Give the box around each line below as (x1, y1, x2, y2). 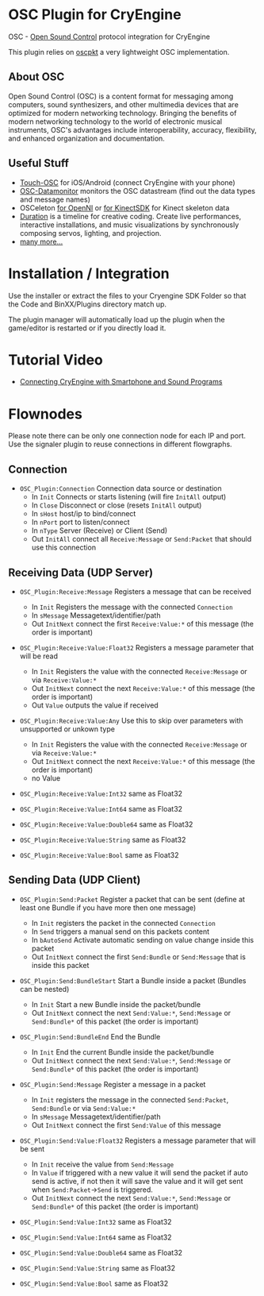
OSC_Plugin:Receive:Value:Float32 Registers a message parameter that (19, 643, 254, 652)
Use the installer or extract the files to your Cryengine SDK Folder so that (8, 291, 247, 300)
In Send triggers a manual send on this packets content (31, 927, 210, 936)
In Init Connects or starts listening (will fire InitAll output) (31, 492, 227, 502)
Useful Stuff (8, 156, 70, 170)
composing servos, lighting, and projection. (19, 228, 162, 237)
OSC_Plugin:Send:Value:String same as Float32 (19, 1263, 176, 1272)
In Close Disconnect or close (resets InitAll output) (31, 500, 202, 510)
